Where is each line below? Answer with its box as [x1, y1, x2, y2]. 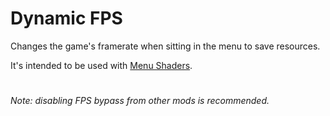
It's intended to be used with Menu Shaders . [10, 59, 193, 71]
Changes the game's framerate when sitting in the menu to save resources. [10, 40, 321, 52]
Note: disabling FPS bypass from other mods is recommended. [10, 95, 270, 107]
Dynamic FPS [10, 7, 123, 30]
